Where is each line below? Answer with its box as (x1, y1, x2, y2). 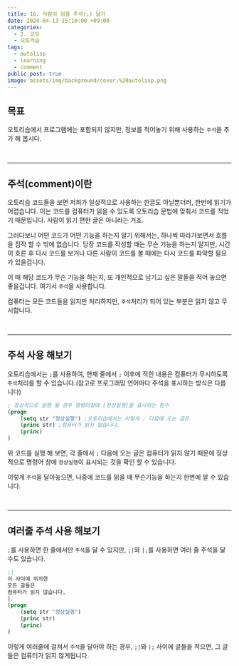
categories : (7, 24, 43, 31)
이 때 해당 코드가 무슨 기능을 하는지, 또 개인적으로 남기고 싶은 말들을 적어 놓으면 (7, 273, 228, 281)
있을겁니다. (14, 258, 46, 266)
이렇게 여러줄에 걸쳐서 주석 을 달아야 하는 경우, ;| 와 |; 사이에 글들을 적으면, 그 (7, 642, 221, 650)
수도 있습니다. (7, 554, 46, 562)
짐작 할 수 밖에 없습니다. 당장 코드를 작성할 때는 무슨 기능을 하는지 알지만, (14, 240, 218, 248)
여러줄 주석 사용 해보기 (7, 525, 101, 538)
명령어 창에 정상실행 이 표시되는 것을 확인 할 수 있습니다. (26, 458, 176, 466)
